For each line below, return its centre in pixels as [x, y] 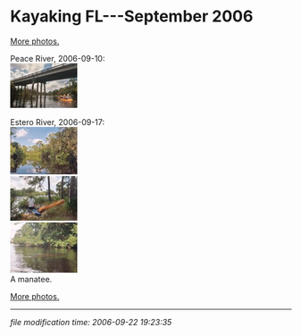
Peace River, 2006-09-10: [58, 58]
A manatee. [31, 279]
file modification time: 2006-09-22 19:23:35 [91, 322]
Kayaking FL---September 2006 [132, 17]
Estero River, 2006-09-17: [58, 122]
